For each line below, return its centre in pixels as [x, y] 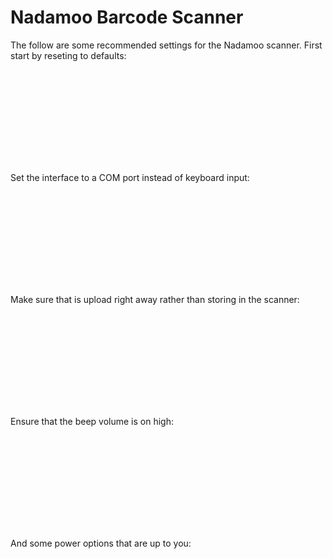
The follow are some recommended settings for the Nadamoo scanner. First [166, 45]
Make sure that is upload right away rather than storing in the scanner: [155, 299]
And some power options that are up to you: [101, 543]
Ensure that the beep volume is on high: [92, 421]
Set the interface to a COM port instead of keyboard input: [130, 177]
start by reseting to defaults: [68, 55]
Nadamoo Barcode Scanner [127, 17]
